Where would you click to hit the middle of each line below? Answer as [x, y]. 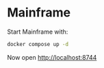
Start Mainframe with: [38, 32]
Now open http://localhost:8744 [52, 57]
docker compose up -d [38, 44]
